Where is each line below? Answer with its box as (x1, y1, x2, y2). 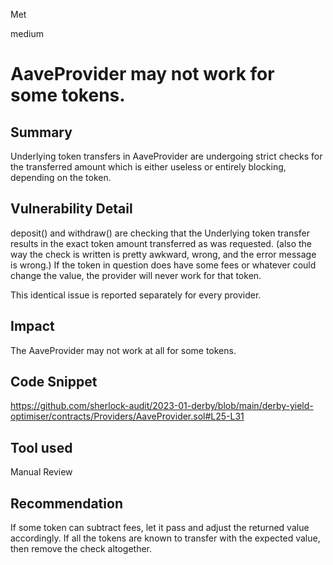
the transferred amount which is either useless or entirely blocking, (10, 161, 287, 173)
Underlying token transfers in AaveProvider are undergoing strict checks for (10, 150, 323, 162)
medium (10, 28, 44, 39)
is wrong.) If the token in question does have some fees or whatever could (10, 259, 317, 271)
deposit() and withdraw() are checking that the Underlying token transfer (10, 227, 310, 239)
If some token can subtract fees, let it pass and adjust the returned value (10, 522, 310, 534)
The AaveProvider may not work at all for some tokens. (10, 344, 237, 356)
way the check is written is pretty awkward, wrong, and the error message (10, 248, 317, 260)
